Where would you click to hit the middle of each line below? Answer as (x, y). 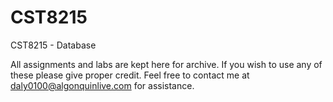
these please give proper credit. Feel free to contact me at (130, 75)
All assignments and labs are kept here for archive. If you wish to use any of (166, 64)
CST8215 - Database (53, 45)
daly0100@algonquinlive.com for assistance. (102, 85)
